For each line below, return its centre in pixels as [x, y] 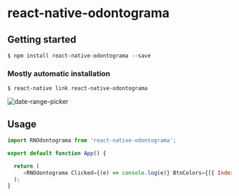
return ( [27, 166]
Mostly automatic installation [59, 73]
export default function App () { [57, 153]
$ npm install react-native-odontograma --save [79, 56]
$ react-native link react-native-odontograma [78, 88]
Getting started [42, 40]
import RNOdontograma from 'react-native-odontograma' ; [92, 140]
